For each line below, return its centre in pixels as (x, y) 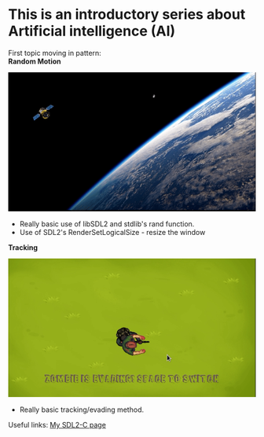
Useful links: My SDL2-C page (57, 425)
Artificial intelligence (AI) (92, 31)
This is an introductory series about (127, 15)
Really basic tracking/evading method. (81, 409)
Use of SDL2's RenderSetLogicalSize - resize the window (112, 232)
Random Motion (35, 61)
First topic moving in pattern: (55, 53)
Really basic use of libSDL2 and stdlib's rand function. (107, 224)
